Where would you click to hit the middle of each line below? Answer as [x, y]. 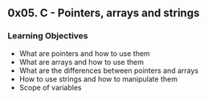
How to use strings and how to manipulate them [98, 78]
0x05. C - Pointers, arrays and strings [104, 13]
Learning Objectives [48, 36]
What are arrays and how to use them [82, 62]
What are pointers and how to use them [84, 53]
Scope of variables [50, 87]
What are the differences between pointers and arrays [108, 70]
